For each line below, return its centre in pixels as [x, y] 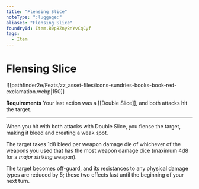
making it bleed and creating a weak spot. [57, 133]
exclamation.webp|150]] [36, 91]
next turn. [18, 181]
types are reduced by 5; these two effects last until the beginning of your [95, 174]
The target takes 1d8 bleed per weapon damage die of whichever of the [94, 144]
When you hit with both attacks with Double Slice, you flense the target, [94, 126]
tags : [13, 34]
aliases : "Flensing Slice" [39, 23]
